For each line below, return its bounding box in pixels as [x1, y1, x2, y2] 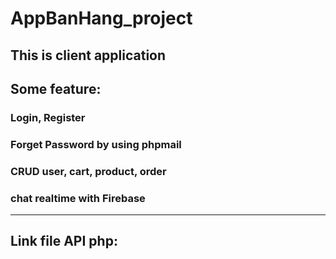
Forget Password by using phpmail [10, 137, 182, 151]
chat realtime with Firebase [10, 191, 146, 205]
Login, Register [10, 110, 86, 124]
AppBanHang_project [10, 7, 193, 30]
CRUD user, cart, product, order [10, 164, 167, 178]
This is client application [10, 47, 167, 64]
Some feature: [10, 80, 102, 97]
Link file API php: [10, 233, 118, 250]
